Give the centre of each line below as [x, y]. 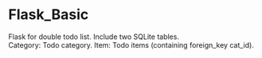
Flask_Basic [49, 15]
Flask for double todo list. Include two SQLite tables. [94, 37]
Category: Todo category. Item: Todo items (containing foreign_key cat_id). [131, 44]
